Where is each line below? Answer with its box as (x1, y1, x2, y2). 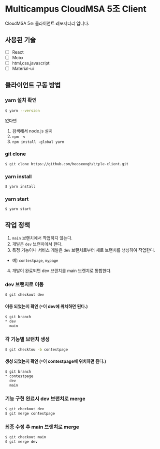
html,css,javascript (12, 60, 50, 66)
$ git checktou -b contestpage (5, 347, 68, 352)
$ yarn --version (5, 108, 40, 113)
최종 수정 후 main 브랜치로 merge (5, 423, 79, 430)
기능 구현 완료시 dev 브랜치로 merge (5, 395, 86, 402)
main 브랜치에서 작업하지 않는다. (12, 235, 73, 241)
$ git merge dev (5, 439, 38, 444)
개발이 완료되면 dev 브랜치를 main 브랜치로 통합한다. (12, 268, 112, 273)
